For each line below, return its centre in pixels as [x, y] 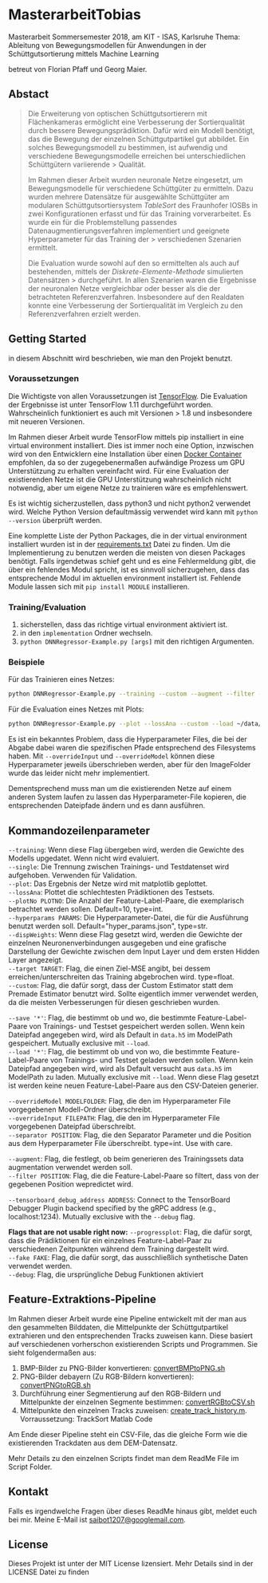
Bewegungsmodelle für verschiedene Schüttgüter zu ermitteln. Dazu [140, 188]
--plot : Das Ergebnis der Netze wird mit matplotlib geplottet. [108, 884]
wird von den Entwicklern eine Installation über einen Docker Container [125, 454]
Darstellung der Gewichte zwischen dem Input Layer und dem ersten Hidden [134, 951]
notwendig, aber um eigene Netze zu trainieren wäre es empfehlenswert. [128, 487]
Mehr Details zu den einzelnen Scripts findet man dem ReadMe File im [124, 1458]
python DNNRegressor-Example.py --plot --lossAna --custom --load [121, 724]
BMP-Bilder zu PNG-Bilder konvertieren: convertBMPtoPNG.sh [122, 1368]
